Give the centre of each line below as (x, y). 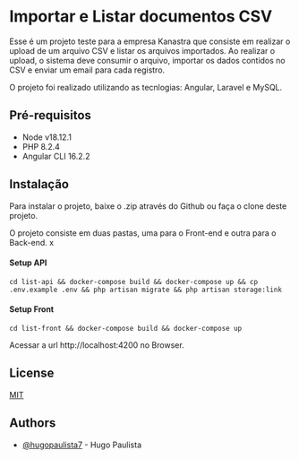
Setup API (28, 263)
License (32, 373)
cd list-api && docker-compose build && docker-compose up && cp (133, 281)
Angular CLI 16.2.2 (56, 156)
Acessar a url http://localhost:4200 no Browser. (97, 345)
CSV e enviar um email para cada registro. (87, 70)
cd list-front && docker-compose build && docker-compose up (126, 328)
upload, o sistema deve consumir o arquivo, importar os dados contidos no (148, 60)
